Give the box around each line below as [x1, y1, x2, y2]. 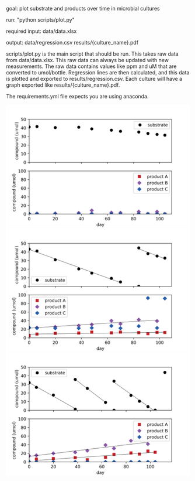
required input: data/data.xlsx [6, 28, 77, 35]
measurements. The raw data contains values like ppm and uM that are [6, 63, 177, 70]
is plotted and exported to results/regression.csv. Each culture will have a [6, 76, 183, 82]
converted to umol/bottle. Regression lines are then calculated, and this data [6, 69, 190, 76]
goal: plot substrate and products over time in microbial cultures [6, 5, 160, 12]
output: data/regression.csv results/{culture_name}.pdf [6, 39, 139, 46]
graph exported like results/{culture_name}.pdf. [6, 81, 120, 88]
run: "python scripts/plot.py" [6, 16, 75, 23]
